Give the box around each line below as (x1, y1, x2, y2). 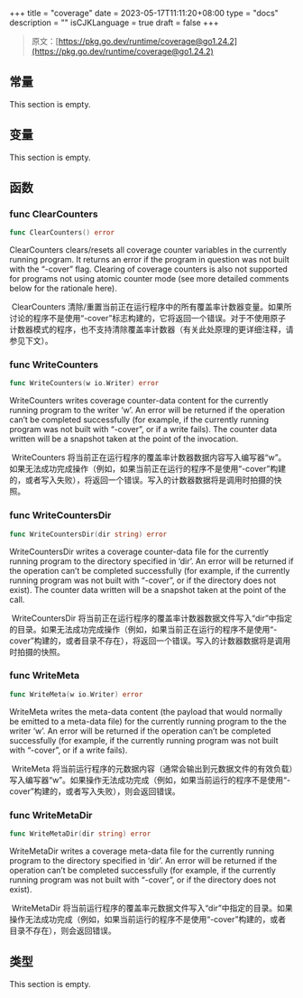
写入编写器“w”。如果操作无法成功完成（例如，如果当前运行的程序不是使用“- (9, 774, 291, 785)
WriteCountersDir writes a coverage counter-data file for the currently (9, 546, 269, 557)
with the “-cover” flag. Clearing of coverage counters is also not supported (9, 263, 289, 274)
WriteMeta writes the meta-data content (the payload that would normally (9, 706, 283, 716)
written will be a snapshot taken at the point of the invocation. (9, 433, 239, 445)
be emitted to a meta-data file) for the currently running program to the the (9, 716, 287, 726)
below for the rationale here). (9, 283, 117, 294)
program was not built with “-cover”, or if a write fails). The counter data (9, 424, 278, 435)
